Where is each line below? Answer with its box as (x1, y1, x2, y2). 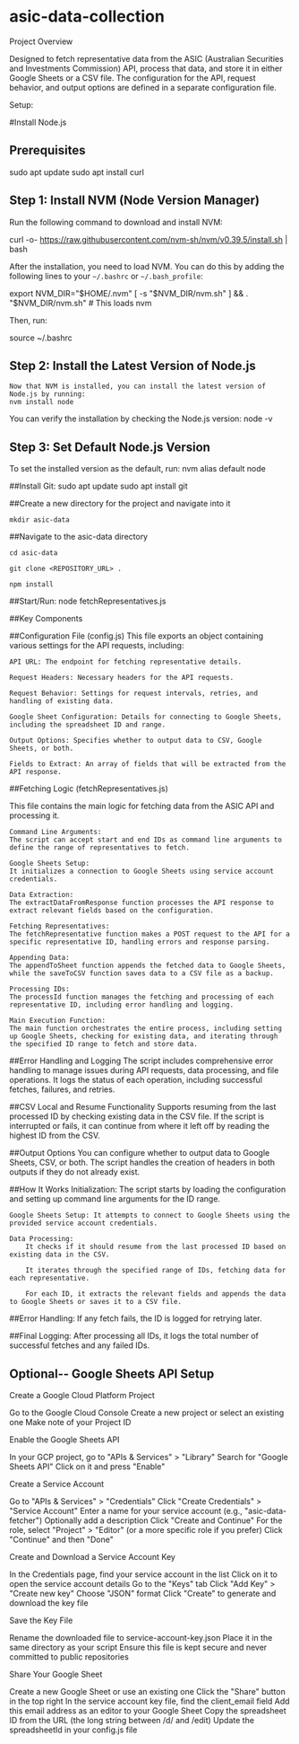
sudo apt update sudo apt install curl (9, 166, 145, 177)
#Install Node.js (9, 117, 67, 128)
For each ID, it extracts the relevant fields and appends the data (25, 1290, 286, 1299)
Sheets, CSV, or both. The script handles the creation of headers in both (9, 1157, 276, 1168)
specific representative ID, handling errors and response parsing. (9, 938, 270, 947)
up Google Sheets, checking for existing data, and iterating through (9, 1032, 278, 1041)
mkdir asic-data (9, 515, 70, 524)
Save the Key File (9, 1615, 73, 1625)
